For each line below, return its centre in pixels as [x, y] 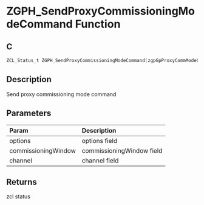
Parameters [29, 113]
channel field [100, 161]
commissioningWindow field [122, 150]
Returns [22, 182]
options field [99, 141]
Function [98, 24]
